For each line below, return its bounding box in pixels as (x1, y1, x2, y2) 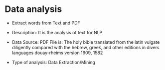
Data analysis (4, 3, 62, 15)
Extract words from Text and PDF (11, 20, 80, 26)
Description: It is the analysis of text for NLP (11, 29, 103, 35)
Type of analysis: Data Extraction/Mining (11, 59, 96, 65)
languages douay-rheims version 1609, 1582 (11, 50, 103, 56)
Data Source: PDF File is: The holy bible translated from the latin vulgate (11, 39, 160, 45)
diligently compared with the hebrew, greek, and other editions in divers (11, 44, 160, 50)
